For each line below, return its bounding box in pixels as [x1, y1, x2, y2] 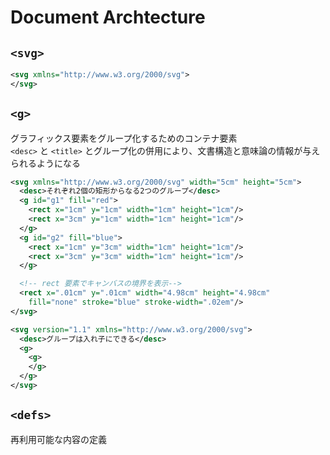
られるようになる [10, 157, 81, 169]
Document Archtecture [10, 6, 206, 29]
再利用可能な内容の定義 [10, 433, 107, 445]
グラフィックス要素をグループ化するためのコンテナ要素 [10, 132, 238, 144]
